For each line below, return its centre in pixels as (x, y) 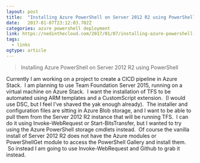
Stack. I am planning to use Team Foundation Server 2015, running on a (94, 85)
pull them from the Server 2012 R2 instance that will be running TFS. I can (97, 117)
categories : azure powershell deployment (58, 28)
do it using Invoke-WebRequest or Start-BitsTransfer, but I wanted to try (94, 123)
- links (21, 45)
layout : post (22, 12)
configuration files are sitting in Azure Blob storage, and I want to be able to (99, 110)
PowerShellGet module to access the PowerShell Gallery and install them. (96, 142)
